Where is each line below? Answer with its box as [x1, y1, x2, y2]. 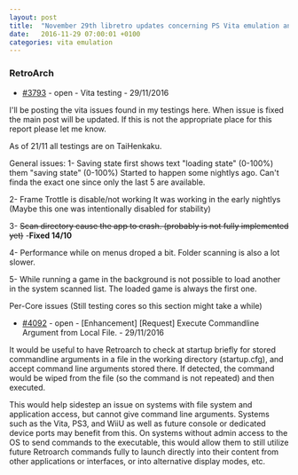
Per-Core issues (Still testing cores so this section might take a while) [9, 300, 263, 311]
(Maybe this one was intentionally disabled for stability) [9, 203, 211, 214]
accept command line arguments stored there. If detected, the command [9, 363, 275, 374]
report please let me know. [9, 123, 106, 134]
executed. [9, 382, 46, 392]
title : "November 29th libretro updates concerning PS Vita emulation [9, 21, 279, 30]
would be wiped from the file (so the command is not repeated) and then [9, 372, 275, 383]
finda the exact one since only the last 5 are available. [9, 177, 206, 187]
